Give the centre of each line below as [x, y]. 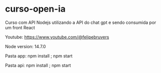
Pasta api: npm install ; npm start [38, 65]
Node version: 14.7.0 [25, 46]
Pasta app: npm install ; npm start [39, 56]
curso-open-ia [35, 9]
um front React [20, 27]
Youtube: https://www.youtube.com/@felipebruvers [57, 37]
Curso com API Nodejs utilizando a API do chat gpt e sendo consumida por [81, 22]
